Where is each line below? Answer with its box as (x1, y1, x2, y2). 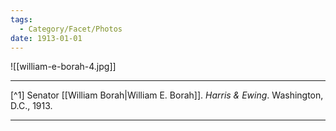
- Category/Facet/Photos (19, 24, 123, 34)
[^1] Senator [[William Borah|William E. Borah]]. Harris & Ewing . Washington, (10, 89, 324, 101)
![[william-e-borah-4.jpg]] (10, 61, 117, 73)
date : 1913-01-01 (10, 33, 83, 43)
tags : (10, 14, 33, 25)
